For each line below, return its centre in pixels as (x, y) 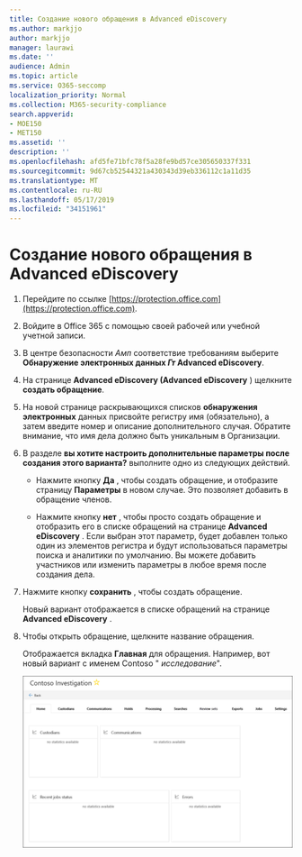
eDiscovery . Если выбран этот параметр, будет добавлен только (162, 536)
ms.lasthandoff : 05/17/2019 (62, 200)
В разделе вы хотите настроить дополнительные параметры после (156, 453)
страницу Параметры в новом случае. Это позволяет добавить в (162, 490)
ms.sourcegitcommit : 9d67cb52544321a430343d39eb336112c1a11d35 (130, 171)
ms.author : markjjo (46, 28)
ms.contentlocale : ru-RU (56, 190)
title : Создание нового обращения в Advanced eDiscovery (118, 19)
